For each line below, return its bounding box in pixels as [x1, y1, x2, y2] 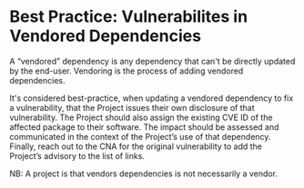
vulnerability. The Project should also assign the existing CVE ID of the [9, 112, 273, 123]
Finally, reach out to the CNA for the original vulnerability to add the [9, 141, 262, 152]
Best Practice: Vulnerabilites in [9, 6, 248, 27]
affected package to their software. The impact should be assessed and [9, 121, 279, 133]
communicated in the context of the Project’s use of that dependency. [9, 131, 271, 142]
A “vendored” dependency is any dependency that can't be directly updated [9, 55, 296, 66]
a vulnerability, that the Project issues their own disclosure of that [9, 102, 255, 113]
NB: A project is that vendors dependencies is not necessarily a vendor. [9, 168, 278, 179]
